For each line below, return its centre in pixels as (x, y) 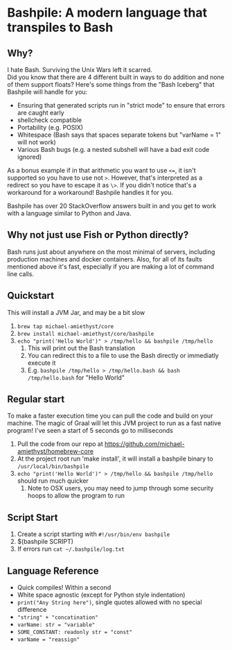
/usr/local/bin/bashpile (53, 467)
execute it (42, 363)
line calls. (21, 274)
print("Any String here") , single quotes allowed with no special (109, 602)
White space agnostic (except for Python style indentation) (101, 595)
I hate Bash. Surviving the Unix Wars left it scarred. (80, 70)
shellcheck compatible (49, 120)
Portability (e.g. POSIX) (50, 127)
